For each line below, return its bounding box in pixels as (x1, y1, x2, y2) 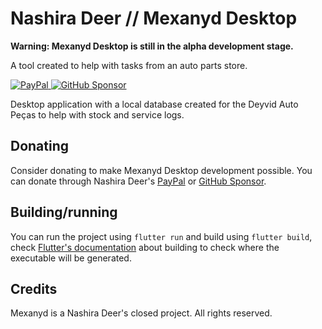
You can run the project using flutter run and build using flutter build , (10, 230, 313, 242)
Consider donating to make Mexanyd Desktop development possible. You (10, 164, 313, 176)
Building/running (10, 204, 118, 221)
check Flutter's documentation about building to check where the (10, 241, 280, 253)
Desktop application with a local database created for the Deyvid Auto (10, 98, 299, 110)
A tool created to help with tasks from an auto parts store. (10, 59, 248, 71)
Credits (10, 280, 58, 297)
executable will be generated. (10, 252, 132, 264)
